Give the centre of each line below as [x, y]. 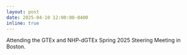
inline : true [23, 23]
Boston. [16, 47]
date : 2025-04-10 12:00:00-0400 [47, 18]
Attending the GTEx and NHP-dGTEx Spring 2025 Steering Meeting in [94, 40]
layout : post [23, 12]
